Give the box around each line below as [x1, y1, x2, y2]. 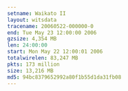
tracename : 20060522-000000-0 [7, 23, 94, 29]
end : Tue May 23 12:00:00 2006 [7, 29, 97, 36]
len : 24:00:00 [7, 42, 48, 49]
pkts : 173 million [7, 61, 60, 68]
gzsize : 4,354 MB [7, 36, 57, 42]
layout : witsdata [7, 16, 57, 23]
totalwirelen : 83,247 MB [7, 55, 78, 62]
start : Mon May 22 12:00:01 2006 [7, 49, 103, 55]
